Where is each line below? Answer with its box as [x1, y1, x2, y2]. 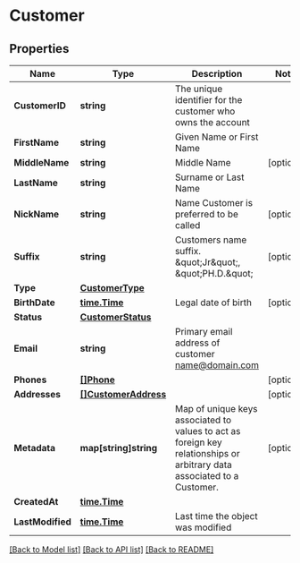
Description [191, 68, 243, 80]
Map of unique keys [174, 403, 258, 414]
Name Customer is [174, 197, 253, 209]
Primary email [174, 326, 233, 337]
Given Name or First [174, 131, 259, 143]
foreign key [174, 436, 222, 448]
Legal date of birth [174, 296, 253, 309]
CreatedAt [13, 496, 59, 508]
